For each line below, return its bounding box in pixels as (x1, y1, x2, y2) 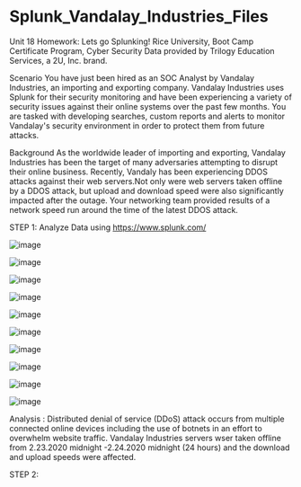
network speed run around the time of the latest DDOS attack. (9, 204, 238, 215)
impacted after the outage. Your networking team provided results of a (9, 195, 270, 206)
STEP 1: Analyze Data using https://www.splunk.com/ (9, 222, 207, 233)
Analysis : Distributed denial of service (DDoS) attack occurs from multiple (9, 413, 285, 424)
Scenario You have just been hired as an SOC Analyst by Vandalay (9, 72, 254, 83)
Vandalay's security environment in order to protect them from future (9, 120, 265, 131)
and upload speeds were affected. (9, 451, 137, 462)
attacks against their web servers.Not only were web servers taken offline (9, 175, 283, 186)
